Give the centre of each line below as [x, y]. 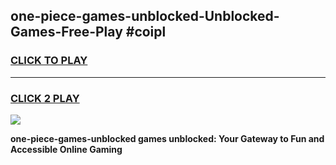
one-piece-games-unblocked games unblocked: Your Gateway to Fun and [167, 138]
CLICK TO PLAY [49, 61]
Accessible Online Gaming [66, 149]
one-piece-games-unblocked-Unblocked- [145, 16]
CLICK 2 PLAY [45, 98]
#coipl [146, 32]
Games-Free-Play [66, 32]
